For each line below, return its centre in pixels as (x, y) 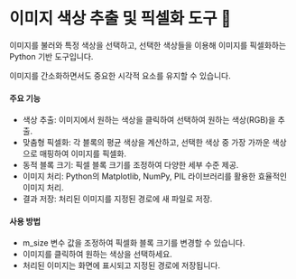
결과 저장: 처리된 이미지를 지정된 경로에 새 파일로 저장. (117, 199)
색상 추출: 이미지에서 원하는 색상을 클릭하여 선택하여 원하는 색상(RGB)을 (149, 120)
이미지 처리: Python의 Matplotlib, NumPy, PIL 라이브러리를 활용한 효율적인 (154, 176)
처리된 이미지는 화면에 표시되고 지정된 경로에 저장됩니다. (121, 265)
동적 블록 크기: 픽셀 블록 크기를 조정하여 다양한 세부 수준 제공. (130, 165)
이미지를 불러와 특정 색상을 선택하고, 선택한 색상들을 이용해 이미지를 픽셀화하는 (148, 45)
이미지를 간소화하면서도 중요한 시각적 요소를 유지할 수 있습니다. (120, 75)
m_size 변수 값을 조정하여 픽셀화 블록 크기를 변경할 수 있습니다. (134, 243)
